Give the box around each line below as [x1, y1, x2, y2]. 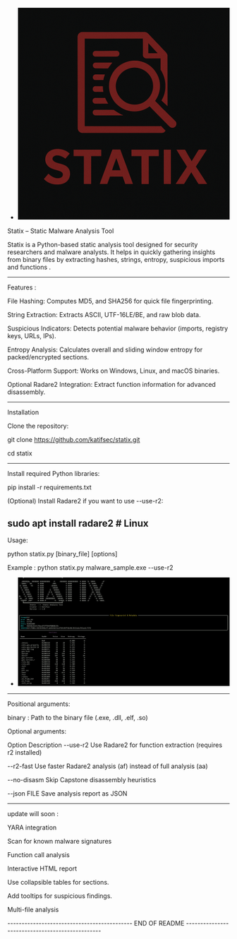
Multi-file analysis [7, 905, 59, 914]
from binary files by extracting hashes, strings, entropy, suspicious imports [7, 256, 225, 264]
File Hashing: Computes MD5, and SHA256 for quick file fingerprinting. [7, 297, 214, 306]
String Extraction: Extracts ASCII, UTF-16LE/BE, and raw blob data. [7, 311, 201, 319]
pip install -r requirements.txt [7, 483, 92, 491]
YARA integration [7, 823, 57, 832]
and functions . [7, 263, 51, 272]
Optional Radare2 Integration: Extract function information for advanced [7, 381, 217, 389]
